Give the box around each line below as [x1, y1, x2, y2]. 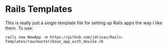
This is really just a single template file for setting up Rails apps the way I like [5, 20, 163, 26]
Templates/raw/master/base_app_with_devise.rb [5, 39, 104, 44]
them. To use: [5, 25, 33, 31]
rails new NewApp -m [5, 35, 48, 40]
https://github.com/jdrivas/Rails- [49, 35, 124, 40]
